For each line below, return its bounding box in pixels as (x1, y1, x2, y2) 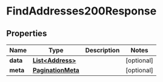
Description (85, 46, 120, 54)
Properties (6, 28, 47, 39)
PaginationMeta (32, 66, 80, 74)
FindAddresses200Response (6, 4, 157, 18)
